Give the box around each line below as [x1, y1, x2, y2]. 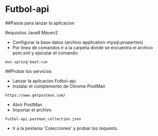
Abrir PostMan [12, 101, 42, 108]
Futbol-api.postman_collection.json [5, 116, 81, 122]
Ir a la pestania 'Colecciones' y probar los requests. [12, 125, 119, 131]
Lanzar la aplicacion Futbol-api [12, 78, 76, 84]
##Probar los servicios [5, 68, 52, 74]
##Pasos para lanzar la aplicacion [5, 20, 75, 26]
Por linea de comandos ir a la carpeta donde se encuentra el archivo [12, 44, 153, 50]
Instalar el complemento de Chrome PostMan [12, 83, 106, 89]
